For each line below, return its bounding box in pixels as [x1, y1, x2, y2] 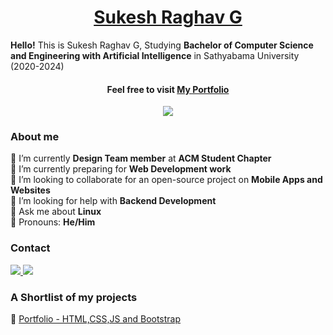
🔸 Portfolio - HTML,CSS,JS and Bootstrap [10, 313, 182, 325]
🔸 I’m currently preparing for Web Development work [10, 163, 232, 175]
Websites [10, 184, 51, 196]
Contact [10, 241, 51, 255]
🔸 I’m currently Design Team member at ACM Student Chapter [10, 152, 272, 165]
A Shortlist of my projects [10, 290, 138, 304]
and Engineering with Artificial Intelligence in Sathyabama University [10, 49, 300, 61]
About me [10, 130, 60, 144]
